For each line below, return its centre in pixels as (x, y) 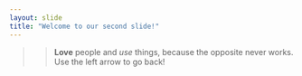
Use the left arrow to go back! (109, 62)
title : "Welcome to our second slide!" (85, 26)
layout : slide (36, 18)
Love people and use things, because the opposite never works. (174, 52)
